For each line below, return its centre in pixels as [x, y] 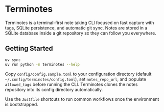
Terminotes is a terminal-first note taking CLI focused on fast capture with [80, 23]
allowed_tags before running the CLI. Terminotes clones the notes [71, 84]
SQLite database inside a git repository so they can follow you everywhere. [81, 33]
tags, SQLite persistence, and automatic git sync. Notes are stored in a [76, 28]
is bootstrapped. [22, 104]
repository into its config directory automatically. [54, 89]
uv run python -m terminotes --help [42, 64]
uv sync [13, 60]
